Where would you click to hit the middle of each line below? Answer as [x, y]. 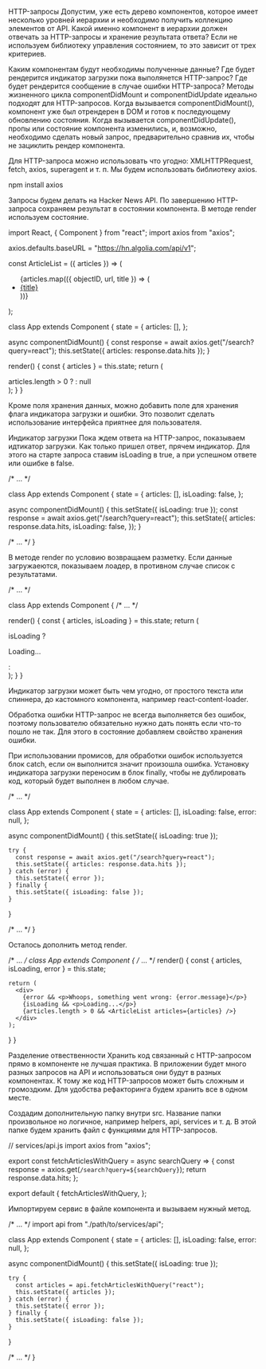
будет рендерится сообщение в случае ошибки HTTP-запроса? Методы [131, 86]
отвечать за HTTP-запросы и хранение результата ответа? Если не [123, 37]
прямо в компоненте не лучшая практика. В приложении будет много [127, 1064]
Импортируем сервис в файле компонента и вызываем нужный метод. [130, 1209]
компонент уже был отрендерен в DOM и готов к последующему [119, 112]
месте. [20, 1098]
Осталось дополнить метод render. [68, 945]
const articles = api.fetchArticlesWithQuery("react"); [110, 1285]
